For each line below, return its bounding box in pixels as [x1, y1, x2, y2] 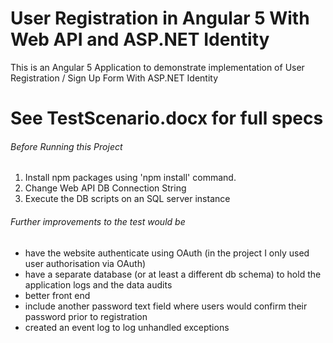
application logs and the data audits [24, 278, 173, 291]
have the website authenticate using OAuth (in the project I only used [24, 247, 310, 259]
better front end [24, 289, 91, 301]
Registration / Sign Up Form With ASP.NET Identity [10, 72, 219, 84]
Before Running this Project [10, 140, 123, 152]
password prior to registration [24, 310, 148, 322]
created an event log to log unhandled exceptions [24, 321, 230, 333]
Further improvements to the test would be [10, 215, 186, 227]
